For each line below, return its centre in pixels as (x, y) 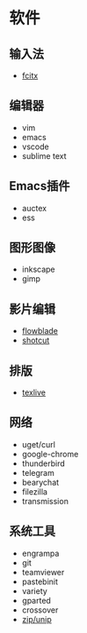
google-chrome (50, 454)
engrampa (40, 553)
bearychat (40, 482)
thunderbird (43, 463)
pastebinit (40, 582)
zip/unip (37, 619)
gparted (36, 600)
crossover (40, 610)
